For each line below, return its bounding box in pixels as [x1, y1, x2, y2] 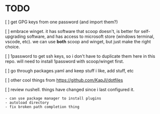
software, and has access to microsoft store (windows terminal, [26, 33, 155, 39]
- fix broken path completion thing [5, 104, 80, 109]
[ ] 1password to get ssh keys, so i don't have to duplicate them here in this [5, 53, 155, 59]
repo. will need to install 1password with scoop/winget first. [5, 58, 124, 64]
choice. [5, 44, 20, 49]
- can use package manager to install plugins [5, 96, 101, 101]
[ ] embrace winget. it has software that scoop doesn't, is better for [5, 28, 140, 34]
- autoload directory [5, 100, 49, 105]
